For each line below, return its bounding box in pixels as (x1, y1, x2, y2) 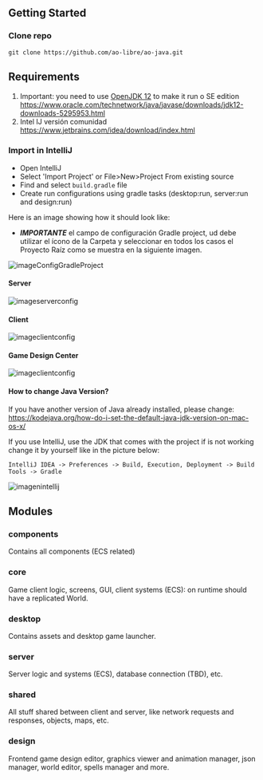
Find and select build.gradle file (19, 179, 128, 190)
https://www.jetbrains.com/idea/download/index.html (19, 125, 195, 135)
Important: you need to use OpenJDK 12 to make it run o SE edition (19, 91, 240, 100)
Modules (8, 505, 53, 518)
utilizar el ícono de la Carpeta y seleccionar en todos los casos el (19, 236, 234, 246)
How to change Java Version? (8, 387, 109, 396)
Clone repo (8, 30, 52, 41)
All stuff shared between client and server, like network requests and (8, 707, 234, 717)
